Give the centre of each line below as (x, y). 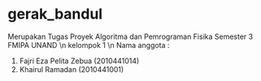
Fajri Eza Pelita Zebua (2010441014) (79, 61)
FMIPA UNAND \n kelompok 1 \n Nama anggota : (89, 45)
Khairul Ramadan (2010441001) (72, 69)
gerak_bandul (55, 14)
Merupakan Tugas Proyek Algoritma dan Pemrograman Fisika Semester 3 (130, 36)
